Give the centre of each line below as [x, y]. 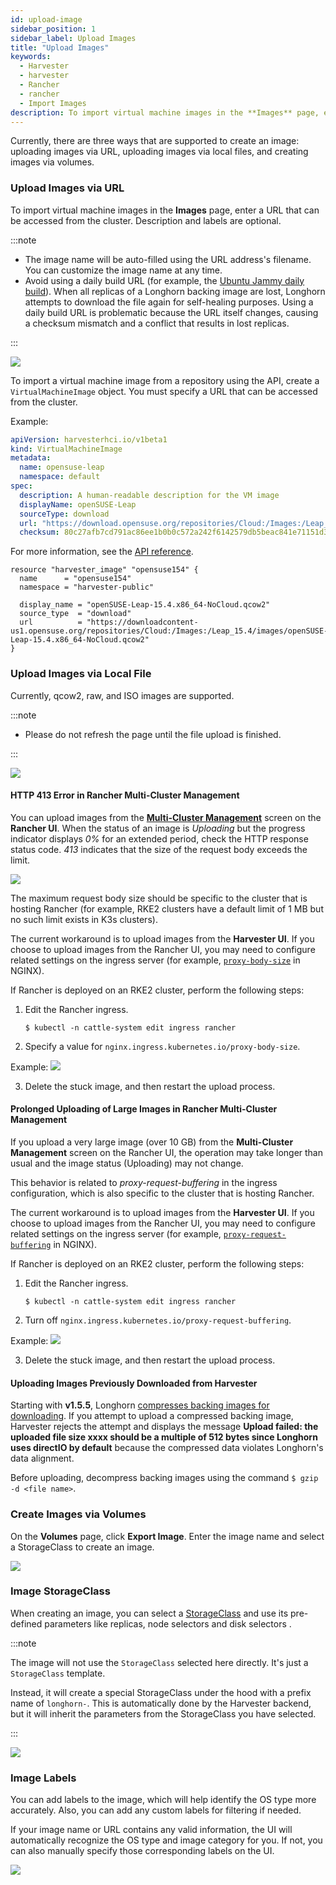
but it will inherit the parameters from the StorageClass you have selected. [163, 1713]
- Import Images [53, 103]
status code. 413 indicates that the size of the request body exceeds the [159, 849]
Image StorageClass [60, 1591]
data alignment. [42, 1458]
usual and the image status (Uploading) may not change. [127, 1163]
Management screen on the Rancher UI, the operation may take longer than [166, 1152]
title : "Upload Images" [60, 47]
